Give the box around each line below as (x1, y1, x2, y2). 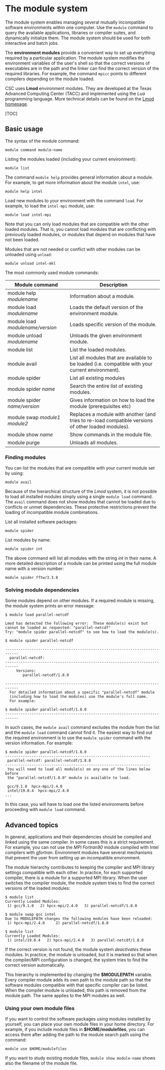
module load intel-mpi (5, 212, 52, 217)
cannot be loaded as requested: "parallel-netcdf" (5, 626, 111, 630)
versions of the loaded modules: (5, 885, 70, 891)
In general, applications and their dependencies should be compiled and (5, 834, 151, 840)
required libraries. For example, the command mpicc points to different (5, 70, 147, 76)
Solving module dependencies (5, 586, 80, 593)
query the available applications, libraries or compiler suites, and (5, 30, 136, 35)
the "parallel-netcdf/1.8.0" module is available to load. (7, 776, 131, 781)
